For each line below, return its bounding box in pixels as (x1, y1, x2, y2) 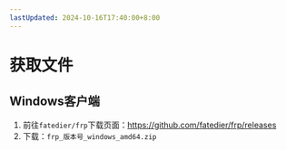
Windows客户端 (9, 94, 100, 109)
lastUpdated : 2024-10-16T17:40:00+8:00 (9, 13, 161, 23)
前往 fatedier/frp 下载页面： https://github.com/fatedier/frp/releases (22, 119, 277, 130)
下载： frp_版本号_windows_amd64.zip (22, 130, 157, 141)
